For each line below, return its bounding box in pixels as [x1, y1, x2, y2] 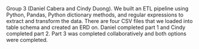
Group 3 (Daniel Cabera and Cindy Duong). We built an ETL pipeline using [6, 5, 189, 12]
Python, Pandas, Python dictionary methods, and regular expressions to [6, 11, 184, 18]
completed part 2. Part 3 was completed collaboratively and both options [6, 30, 187, 37]
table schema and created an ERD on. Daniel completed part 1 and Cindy [6, 24, 186, 31]
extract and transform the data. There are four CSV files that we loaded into [6, 18, 193, 24]
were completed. [6, 37, 48, 43]
